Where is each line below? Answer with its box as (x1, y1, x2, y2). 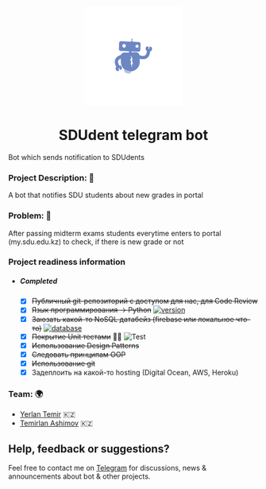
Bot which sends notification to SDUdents (8, 152, 145, 161)
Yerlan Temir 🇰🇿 (19, 409, 76, 419)
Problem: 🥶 (8, 210, 52, 221)
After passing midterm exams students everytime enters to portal (8, 228, 222, 238)
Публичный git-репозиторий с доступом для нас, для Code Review (31, 297, 258, 306)
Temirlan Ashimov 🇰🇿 (19, 418, 94, 428)
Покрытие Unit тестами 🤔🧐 (31, 332, 122, 341)
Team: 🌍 (8, 388, 44, 399)
